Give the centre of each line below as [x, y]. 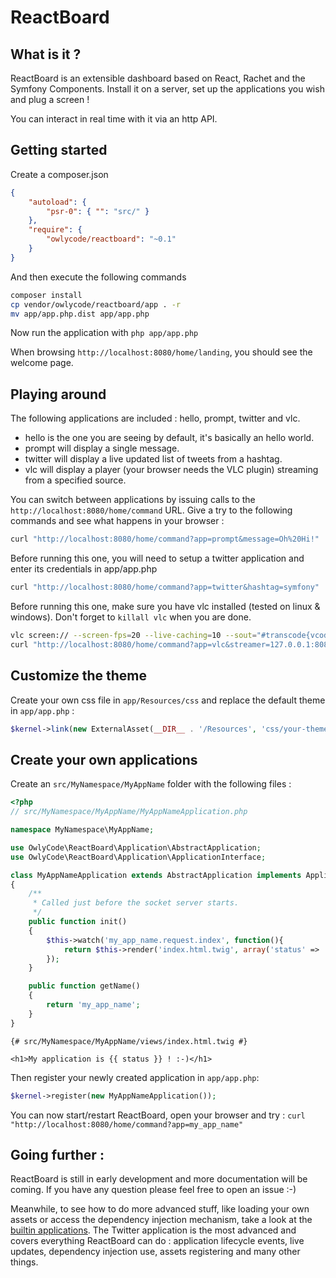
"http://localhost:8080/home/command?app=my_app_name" [127, 1124]
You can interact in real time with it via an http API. [114, 119]
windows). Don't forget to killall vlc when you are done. [131, 617]
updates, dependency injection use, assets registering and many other [155, 1252]
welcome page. [42, 363]
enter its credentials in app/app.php [84, 569]
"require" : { [55, 230]
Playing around [58, 394]
